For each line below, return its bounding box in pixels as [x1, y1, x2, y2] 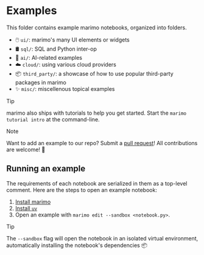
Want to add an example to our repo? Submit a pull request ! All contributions [6, 139, 198, 146]
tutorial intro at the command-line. [6, 115, 100, 123]
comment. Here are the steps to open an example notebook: [6, 186, 157, 193]
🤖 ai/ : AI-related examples [15, 54, 82, 61]
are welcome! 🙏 [6, 146, 46, 153]
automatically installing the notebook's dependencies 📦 [6, 242, 148, 249]
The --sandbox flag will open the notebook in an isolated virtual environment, [6, 234, 199, 242]
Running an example [6, 163, 86, 174]
